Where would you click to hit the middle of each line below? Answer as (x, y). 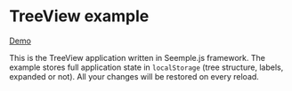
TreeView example (79, 16)
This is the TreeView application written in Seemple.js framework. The (137, 57)
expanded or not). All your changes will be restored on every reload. (134, 76)
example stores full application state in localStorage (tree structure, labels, (146, 67)
